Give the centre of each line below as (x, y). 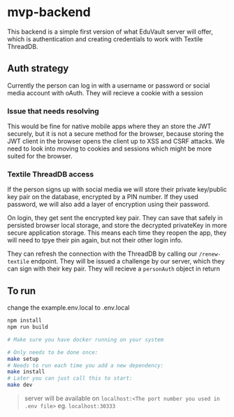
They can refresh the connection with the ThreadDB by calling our (102, 254)
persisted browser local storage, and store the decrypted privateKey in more (117, 226)
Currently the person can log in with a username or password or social (109, 86)
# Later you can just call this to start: (70, 378)
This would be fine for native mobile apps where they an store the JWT (109, 126)
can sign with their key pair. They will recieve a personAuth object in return (114, 269)
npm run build (28, 327)
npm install (24, 321)
